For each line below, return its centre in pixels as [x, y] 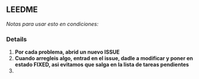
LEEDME [22, 10]
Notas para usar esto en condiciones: [53, 24]
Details [17, 39]
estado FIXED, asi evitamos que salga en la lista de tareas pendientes [102, 65]
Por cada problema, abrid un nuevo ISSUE [67, 52]
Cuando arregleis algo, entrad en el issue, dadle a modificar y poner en [104, 58]
